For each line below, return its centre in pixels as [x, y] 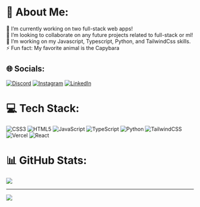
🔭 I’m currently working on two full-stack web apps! [69, 29]
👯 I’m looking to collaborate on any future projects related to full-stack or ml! [100, 34]
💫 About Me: [37, 12]
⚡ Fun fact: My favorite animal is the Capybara [63, 48]
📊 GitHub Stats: [47, 160]
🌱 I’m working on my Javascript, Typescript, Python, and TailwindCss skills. [99, 41]
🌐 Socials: [26, 69]
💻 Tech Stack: [43, 108]
